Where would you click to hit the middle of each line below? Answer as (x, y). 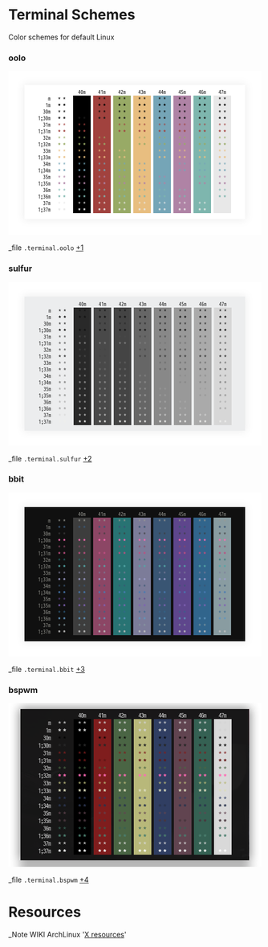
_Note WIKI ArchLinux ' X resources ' (67, 935)
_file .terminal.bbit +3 (47, 669)
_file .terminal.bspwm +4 (49, 880)
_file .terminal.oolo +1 (46, 248)
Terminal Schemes (72, 15)
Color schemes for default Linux (61, 37)
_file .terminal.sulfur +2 (50, 458)
